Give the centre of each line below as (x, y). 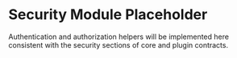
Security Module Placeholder (108, 15)
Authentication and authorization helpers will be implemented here (119, 37)
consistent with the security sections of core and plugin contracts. (118, 44)
